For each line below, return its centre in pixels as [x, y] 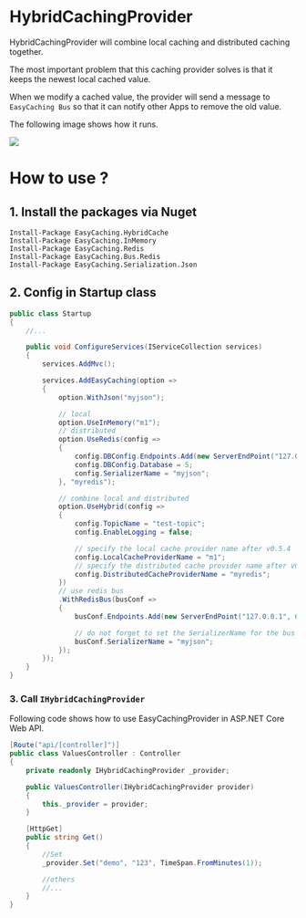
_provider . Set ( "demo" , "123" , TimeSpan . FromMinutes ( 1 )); [152, 863]
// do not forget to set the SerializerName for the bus [185, 633]
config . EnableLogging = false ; [134, 532]
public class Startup [51, 313]
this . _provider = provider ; [95, 804]
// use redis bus [91, 591]
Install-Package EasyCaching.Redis [77, 248]
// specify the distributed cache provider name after [180, 566]
